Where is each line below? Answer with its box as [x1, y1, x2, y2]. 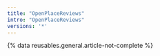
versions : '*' [7, 23, 48, 29]
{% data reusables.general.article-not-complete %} [7, 42, 154, 50]
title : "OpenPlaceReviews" [7, 10, 85, 17]
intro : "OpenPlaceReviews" [7, 16, 85, 23]
